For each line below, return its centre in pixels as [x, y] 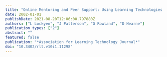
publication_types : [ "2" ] [32, 28]
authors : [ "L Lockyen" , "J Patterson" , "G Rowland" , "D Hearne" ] [75, 24]
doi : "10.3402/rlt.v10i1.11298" [39, 47]
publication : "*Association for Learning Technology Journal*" [73, 42]
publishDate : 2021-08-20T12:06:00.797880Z [50, 19]
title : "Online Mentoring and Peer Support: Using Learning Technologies [84, 10]
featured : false [22, 38]
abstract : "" [19, 33]
